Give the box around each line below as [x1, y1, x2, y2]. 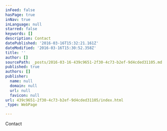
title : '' [5, 50, 26, 55]
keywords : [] [5, 31, 33, 36]
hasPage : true [5, 12, 36, 17]
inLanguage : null [5, 21, 42, 27]
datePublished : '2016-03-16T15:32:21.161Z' [5, 41, 99, 46]
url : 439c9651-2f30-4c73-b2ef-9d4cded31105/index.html [5, 97, 124, 102]
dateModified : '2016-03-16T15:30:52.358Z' [5, 45, 96, 50]
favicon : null [10, 93, 40, 98]
